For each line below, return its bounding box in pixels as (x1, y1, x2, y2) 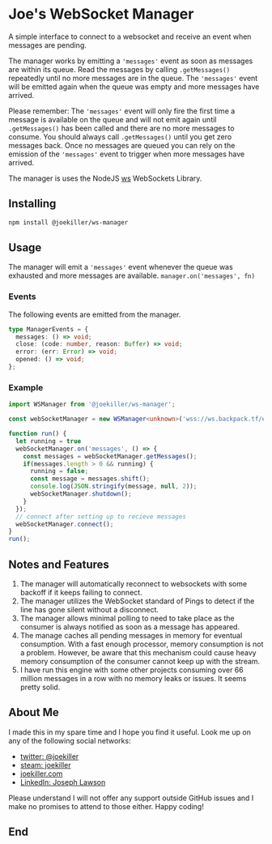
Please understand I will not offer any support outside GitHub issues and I (8, 793, 254, 803)
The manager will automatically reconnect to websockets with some (19, 578, 248, 588)
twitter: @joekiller (19, 751, 79, 761)
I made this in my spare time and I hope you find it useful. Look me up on (8, 727, 251, 737)
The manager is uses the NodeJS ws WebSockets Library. (8, 173, 202, 183)
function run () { (8, 430, 67, 438)
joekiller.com (19, 769, 63, 778)
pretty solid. (19, 682, 61, 692)
